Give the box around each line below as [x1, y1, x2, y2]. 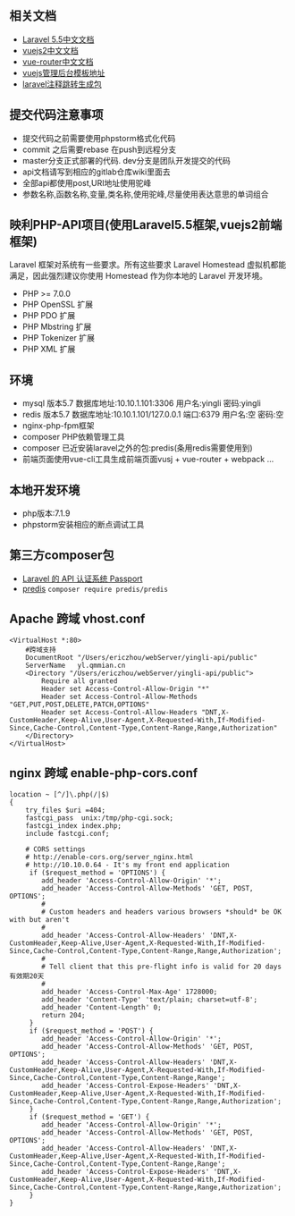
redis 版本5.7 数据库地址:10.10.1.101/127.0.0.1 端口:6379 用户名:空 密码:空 [21, 410, 284, 420]
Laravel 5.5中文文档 [21, 34, 95, 45]
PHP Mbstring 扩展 [21, 321, 92, 333]
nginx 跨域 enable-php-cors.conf [9, 765, 198, 781]
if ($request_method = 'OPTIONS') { [29, 868, 166, 877]
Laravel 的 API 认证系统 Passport [21, 573, 143, 584]
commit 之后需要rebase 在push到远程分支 [21, 144, 177, 155]
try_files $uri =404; [25, 806, 105, 815]
